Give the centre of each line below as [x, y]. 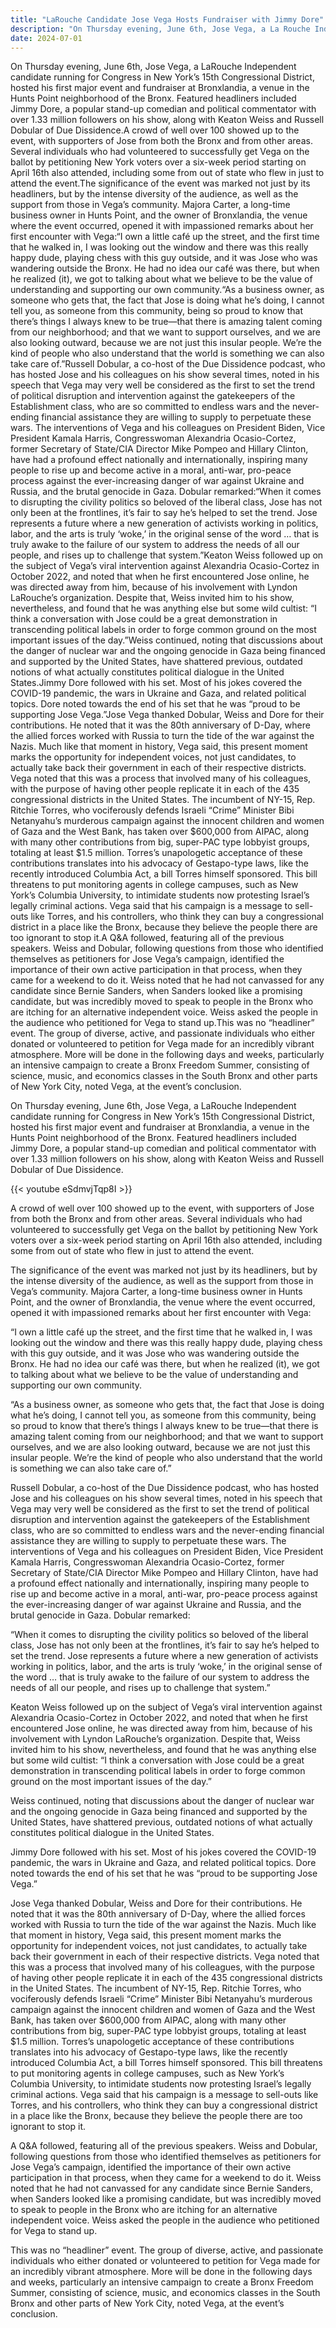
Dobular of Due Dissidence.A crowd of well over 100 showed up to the [155, 130]
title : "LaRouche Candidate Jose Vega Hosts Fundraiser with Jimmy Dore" [167, 19]
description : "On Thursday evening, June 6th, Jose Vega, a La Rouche [160, 29]
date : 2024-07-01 [46, 38]
